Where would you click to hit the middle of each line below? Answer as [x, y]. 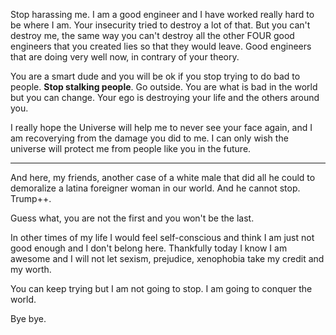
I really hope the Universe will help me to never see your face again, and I [161, 127]
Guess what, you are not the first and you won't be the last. [132, 218]
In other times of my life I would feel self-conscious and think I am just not [162, 237]
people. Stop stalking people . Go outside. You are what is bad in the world [164, 87]
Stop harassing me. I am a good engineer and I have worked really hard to [162, 14]
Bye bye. [28, 318]
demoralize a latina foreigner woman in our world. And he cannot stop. [155, 188]
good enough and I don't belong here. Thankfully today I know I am [149, 248]
